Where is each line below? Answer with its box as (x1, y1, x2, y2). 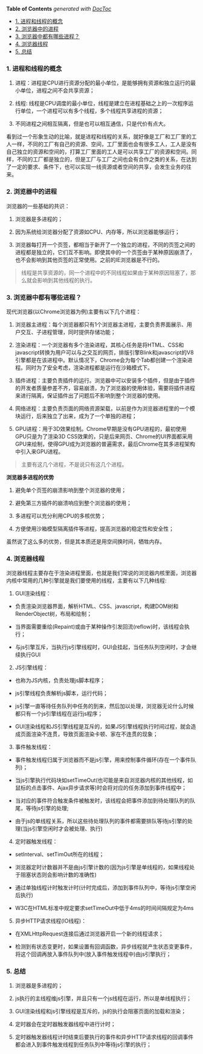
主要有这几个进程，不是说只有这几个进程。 (21, 460, 127, 468)
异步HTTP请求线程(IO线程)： (14, 917, 86, 925)
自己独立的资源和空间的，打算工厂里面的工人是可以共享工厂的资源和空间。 (6, 148, 192, 155)
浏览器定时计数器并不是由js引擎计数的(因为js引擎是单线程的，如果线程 (14, 863, 190, 871)
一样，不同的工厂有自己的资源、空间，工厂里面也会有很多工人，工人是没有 (11, 140, 197, 148)
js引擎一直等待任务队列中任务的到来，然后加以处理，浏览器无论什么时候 (14, 702, 195, 710)
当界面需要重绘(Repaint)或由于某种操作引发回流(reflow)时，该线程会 (14, 623, 185, 630)
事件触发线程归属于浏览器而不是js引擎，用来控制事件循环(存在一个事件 (14, 756, 191, 764)
